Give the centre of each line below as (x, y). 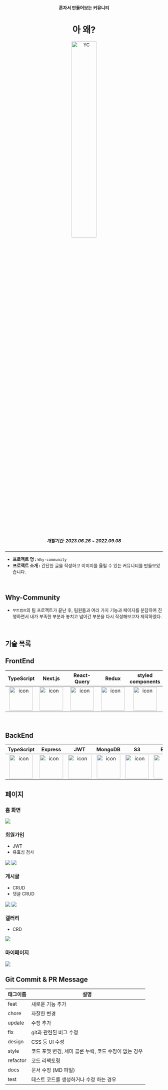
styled (145, 675)
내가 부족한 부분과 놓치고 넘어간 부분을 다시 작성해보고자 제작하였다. (96, 617)
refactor (17, 1060)
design (16, 1042)
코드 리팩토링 (46, 1061)
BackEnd (19, 735)
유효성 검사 (23, 852)
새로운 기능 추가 (49, 1004)
